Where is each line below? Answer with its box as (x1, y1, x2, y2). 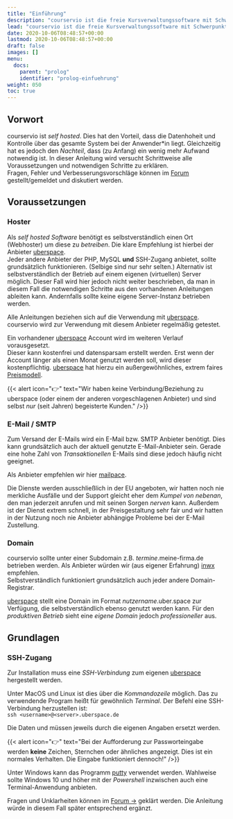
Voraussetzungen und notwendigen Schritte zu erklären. (7, 161, 169, 169)
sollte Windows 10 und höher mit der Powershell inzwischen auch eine (7, 775, 208, 784)
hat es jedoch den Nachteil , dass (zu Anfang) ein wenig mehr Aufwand (7, 147, 210, 155)
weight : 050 (7, 81, 42, 88)
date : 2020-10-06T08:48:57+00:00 (7, 29, 104, 37)
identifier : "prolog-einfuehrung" (19, 74, 119, 82)
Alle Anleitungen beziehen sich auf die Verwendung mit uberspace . (7, 313, 200, 321)
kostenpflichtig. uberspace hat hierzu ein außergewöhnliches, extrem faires (7, 363, 223, 372)
